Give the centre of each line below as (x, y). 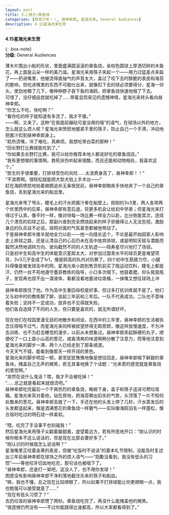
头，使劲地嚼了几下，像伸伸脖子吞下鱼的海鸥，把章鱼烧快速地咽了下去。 (80, 91)
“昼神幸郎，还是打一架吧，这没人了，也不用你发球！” (60, 470)
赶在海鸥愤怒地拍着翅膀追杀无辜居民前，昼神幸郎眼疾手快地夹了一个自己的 (82, 186)
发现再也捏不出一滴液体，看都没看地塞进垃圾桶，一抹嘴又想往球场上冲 (87, 279)
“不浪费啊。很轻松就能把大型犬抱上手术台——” (54, 179)
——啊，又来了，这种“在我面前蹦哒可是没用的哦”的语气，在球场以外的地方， (84, 123)
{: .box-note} (18, 49)
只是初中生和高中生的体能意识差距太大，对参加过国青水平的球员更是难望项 (82, 253)
